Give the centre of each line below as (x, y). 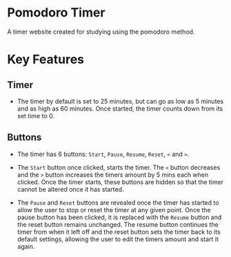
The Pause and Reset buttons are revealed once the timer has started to (118, 202)
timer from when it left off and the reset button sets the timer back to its (119, 232)
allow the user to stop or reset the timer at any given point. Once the (114, 210)
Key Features (46, 59)
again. (26, 246)
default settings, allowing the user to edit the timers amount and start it (118, 239)
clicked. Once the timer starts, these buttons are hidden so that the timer (120, 182)
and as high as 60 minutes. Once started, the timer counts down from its (120, 109)
